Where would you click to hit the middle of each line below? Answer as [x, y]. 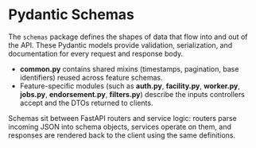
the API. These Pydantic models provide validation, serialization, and [120, 45]
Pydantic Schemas [72, 15]
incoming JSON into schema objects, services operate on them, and [120, 127]
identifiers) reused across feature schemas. [91, 77]
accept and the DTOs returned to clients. [86, 103]
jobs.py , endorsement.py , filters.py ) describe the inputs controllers [132, 94]
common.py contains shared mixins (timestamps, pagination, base [129, 68]
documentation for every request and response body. [96, 53]
